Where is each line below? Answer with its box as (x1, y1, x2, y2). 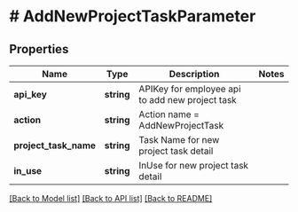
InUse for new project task (138, 160, 249, 171)
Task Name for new (138, 134, 220, 145)
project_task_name (13, 139, 96, 152)
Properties (9, 42, 69, 57)
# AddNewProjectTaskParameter (9, 6, 256, 27)
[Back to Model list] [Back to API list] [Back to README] (9, 193, 213, 203)
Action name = (138, 108, 200, 121)
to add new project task (138, 94, 237, 106)
